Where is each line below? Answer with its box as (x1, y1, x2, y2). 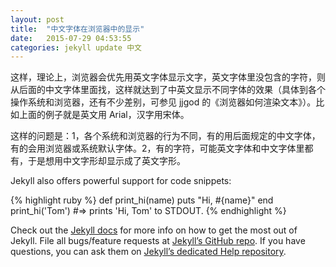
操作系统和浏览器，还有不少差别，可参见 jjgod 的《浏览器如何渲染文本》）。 (10, 96, 317, 108)
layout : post (10, 14, 65, 25)
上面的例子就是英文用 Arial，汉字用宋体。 (18, 109, 190, 121)
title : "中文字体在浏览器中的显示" (10, 24, 145, 34)
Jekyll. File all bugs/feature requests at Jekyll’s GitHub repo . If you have (10, 235, 306, 247)
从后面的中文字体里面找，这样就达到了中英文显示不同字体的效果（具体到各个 (10, 84, 326, 96)
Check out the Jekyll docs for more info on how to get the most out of (10, 224, 298, 236)
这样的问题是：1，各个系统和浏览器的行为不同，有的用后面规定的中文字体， (10, 130, 321, 142)
